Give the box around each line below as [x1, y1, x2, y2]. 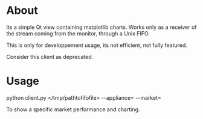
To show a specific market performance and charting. [6, 106, 140, 113]
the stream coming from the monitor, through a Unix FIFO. [6, 29, 150, 37]
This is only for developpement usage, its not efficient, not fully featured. [6, 41, 187, 49]
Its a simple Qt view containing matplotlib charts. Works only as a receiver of [6, 23, 197, 31]
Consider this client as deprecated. [6, 53, 94, 60]
